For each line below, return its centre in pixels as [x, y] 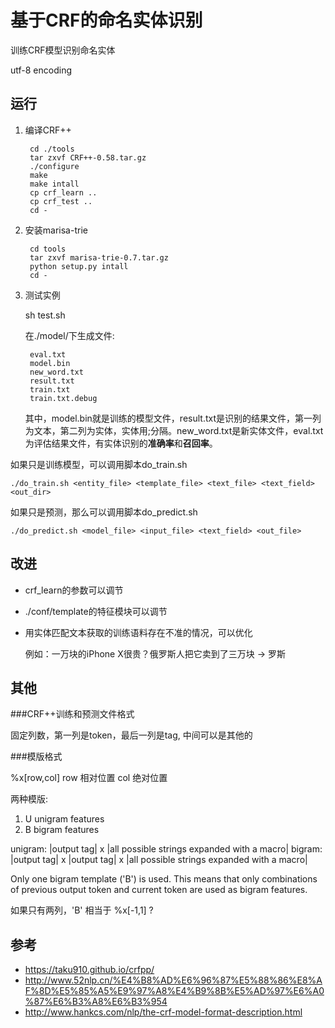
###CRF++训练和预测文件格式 [72, 714]
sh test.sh [45, 315]
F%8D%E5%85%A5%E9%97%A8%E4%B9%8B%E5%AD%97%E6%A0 [174, 991]
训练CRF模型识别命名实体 [63, 50]
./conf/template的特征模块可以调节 [96, 611]
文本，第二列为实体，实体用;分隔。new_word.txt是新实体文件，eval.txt [178, 430]
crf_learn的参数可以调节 [74, 590]
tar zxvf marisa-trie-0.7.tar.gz [99, 257]
